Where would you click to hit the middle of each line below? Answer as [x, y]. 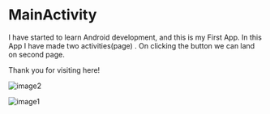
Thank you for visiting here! [54, 70]
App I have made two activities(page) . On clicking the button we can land [132, 45]
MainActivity [53, 15]
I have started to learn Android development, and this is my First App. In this [135, 37]
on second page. [36, 54]
